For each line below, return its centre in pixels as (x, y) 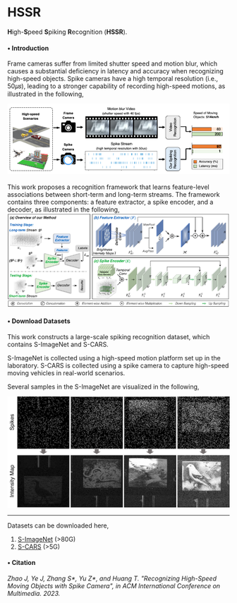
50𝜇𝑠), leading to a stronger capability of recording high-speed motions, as (116, 86)
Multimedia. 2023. (34, 593)
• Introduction (28, 48)
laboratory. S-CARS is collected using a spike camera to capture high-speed (118, 365)
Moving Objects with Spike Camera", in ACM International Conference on (114, 585)
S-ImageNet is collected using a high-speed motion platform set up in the (114, 358)
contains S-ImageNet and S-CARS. (58, 344)
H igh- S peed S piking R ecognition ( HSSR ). (67, 32)
